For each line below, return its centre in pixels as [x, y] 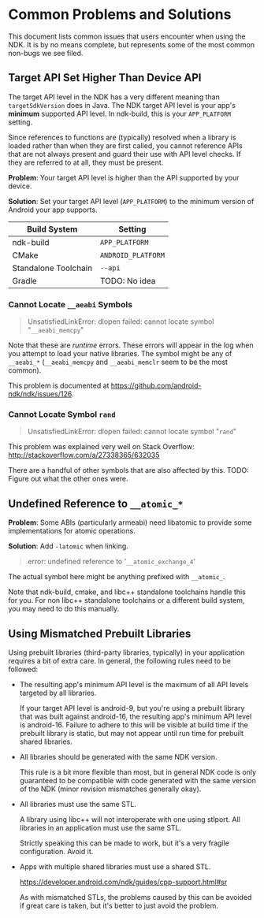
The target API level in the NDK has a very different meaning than [114, 97]
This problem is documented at [59, 386]
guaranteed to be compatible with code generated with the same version [138, 780]
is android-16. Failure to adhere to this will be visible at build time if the [134, 725]
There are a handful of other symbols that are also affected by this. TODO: [129, 470]
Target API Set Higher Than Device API [105, 78]
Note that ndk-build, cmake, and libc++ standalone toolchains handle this [127, 592]
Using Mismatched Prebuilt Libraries [100, 633]
